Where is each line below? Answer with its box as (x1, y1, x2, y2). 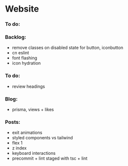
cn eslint (12, 50, 29, 56)
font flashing (12, 55, 38, 61)
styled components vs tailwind (12, 135, 73, 141)
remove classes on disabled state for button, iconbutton (12, 45, 123, 50)
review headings (12, 83, 45, 89)
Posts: (5, 118, 21, 125)
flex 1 (12, 140, 23, 146)
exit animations (12, 130, 43, 135)
